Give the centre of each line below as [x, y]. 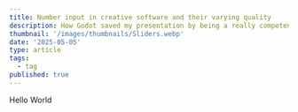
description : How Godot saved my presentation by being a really [132, 26]
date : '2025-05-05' [45, 42]
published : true [39, 75]
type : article [35, 50]
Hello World [31, 100]
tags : [19, 58]
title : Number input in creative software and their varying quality [141, 17]
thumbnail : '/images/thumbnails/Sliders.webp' [97, 34]
